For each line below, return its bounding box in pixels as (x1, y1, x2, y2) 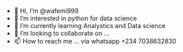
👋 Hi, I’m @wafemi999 (13, 7, 79, 15)
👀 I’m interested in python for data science (13, 14, 137, 22)
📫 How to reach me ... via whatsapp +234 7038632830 (13, 37, 177, 45)
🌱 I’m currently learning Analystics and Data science (13, 22, 166, 30)
